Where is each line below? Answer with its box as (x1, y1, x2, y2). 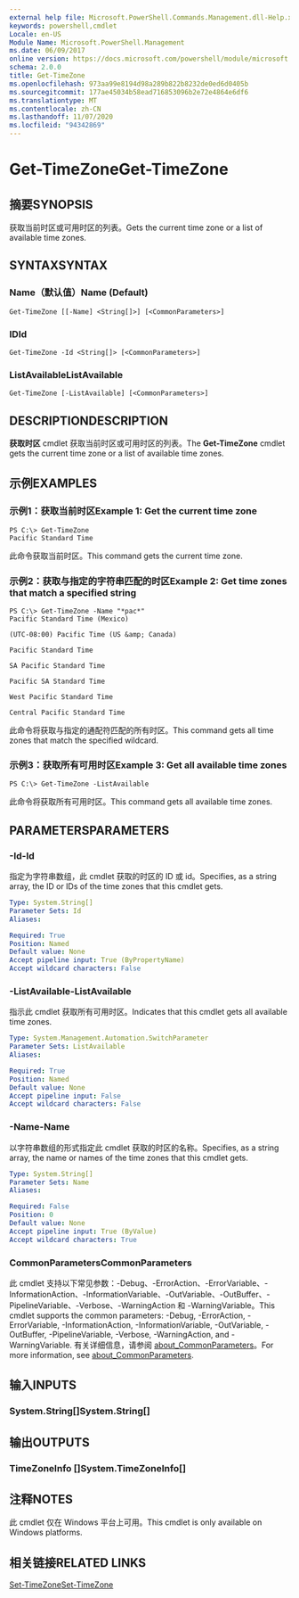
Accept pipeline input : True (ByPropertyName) (9, 956, 185, 965)
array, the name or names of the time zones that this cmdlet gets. (9, 1152, 249, 1163)
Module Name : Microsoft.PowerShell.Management (9, 37, 185, 47)
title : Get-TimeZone (9, 71, 86, 80)
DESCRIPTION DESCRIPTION (9, 413, 169, 428)
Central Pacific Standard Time (9, 708, 125, 718)
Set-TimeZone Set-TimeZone (9, 1579, 114, 1590)
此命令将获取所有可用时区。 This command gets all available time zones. (9, 796, 273, 807)
